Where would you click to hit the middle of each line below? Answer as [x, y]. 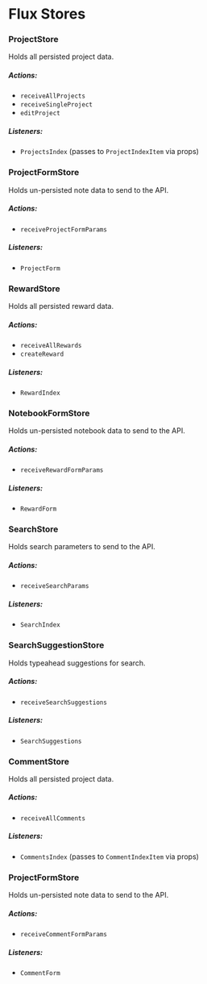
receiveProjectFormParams [63, 229]
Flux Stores [47, 14]
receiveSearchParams [54, 586]
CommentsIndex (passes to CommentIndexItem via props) [110, 857]
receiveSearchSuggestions [63, 703]
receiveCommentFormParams [63, 935]
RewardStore [34, 289]
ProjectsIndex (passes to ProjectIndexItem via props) [110, 152]
